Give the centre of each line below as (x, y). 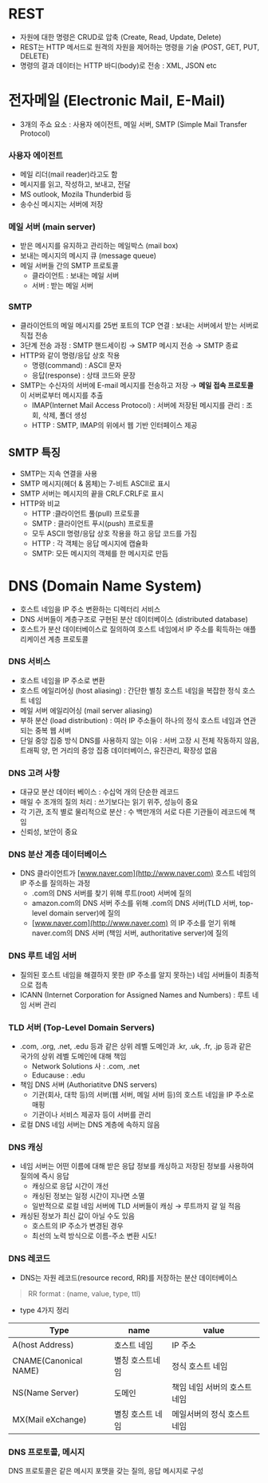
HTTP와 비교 (40, 503)
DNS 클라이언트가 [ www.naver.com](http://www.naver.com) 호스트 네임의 (138, 873)
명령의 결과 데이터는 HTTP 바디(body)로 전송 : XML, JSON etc (118, 65)
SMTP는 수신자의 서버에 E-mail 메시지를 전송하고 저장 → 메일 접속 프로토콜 (136, 385)
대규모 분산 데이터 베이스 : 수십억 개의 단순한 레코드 (99, 792)
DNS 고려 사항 (34, 773)
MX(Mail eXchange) (49, 1419)
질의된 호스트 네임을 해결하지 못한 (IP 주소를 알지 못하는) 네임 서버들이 (128, 975)
